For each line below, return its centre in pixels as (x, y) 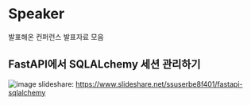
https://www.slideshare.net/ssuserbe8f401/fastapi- (159, 84)
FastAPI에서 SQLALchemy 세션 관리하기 (104, 64)
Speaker (37, 14)
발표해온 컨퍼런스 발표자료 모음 (56, 37)
